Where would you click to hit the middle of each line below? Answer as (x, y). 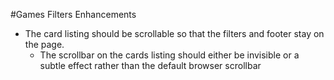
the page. (44, 44)
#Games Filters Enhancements (73, 14)
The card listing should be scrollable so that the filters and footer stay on (174, 33)
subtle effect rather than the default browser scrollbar (150, 65)
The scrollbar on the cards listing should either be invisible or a (169, 55)
